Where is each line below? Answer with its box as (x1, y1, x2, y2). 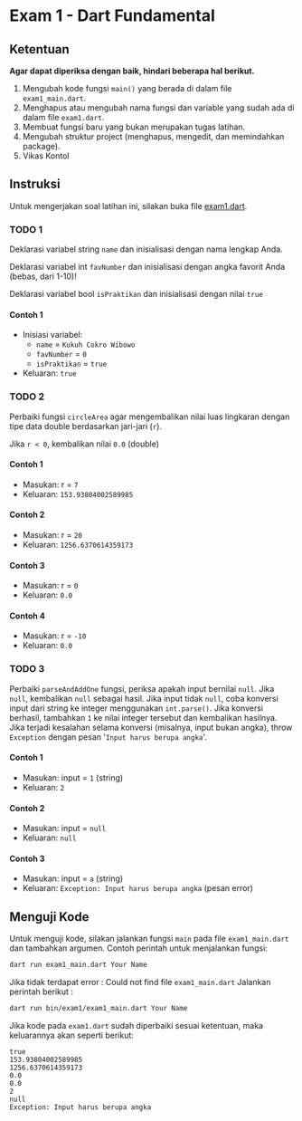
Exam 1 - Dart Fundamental (9, 5, 215, 26)
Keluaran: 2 (22, 781, 65, 792)
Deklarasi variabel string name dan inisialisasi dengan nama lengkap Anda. (9, 244, 283, 254)
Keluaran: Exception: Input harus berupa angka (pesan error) (22, 883, 253, 894)
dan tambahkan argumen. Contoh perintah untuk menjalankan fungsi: (9, 943, 269, 953)
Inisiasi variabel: (22, 330, 83, 340)
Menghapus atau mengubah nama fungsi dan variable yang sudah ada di (22, 102, 295, 113)
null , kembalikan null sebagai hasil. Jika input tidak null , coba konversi (9, 693, 278, 704)
